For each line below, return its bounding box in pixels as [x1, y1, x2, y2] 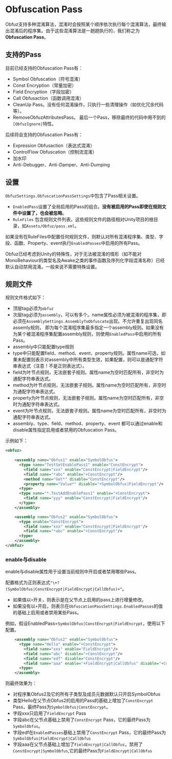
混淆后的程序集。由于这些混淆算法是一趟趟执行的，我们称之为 [9, 27, 140, 34]
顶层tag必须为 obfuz [12, 306, 54, 312]
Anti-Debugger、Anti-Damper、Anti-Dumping [12, 161, 110, 167]
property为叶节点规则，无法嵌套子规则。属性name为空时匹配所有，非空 [12, 395, 164, 401]
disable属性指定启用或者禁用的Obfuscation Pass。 [12, 427, 119, 433]
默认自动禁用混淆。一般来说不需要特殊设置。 [5, 264, 100, 270]
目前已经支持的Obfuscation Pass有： [5, 65, 83, 71]
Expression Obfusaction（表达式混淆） [12, 142, 95, 148]
